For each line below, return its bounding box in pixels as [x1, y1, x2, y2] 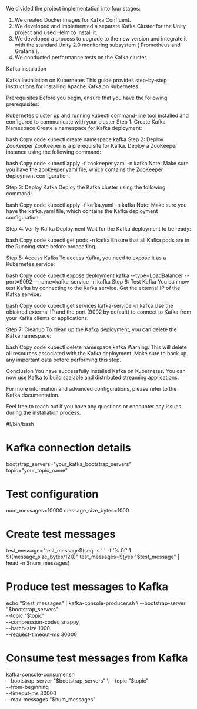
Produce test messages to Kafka [6, 580, 169, 593]
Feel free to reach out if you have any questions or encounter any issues [6, 403, 182, 410]
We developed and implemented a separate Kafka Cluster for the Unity [14, 23, 186, 29]
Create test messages [6, 528, 116, 541]
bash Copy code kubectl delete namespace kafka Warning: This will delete [6, 344, 187, 351]
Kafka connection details [6, 441, 131, 455]
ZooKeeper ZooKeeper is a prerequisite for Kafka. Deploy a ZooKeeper [6, 142, 178, 149]
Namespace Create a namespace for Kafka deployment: [6, 125, 142, 131]
